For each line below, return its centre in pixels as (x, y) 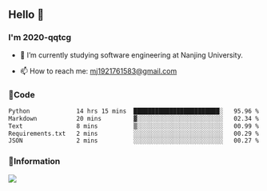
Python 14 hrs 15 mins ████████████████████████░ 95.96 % (134, 111)
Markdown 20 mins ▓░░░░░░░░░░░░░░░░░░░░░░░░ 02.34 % (134, 118)
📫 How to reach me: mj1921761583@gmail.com (98, 71)
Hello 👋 (26, 15)
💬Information (34, 161)
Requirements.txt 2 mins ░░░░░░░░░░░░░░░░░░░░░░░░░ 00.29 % (134, 133)
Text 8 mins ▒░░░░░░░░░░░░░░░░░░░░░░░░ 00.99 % (134, 126)
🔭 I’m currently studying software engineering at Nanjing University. (132, 55)
